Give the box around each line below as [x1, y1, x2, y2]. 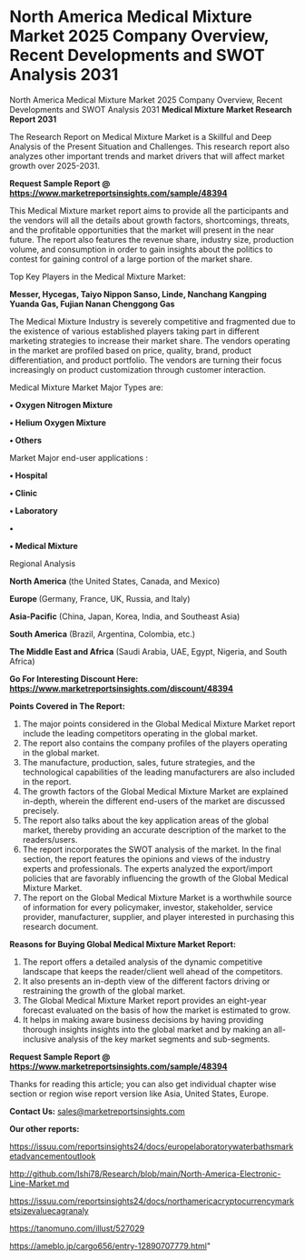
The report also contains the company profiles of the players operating [22, 737, 288, 748]
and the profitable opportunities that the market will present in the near [9, 225, 274, 235]
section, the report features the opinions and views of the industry [22, 853, 271, 865]
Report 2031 [9, 114, 57, 125]
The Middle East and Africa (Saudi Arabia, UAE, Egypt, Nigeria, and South [9, 645, 288, 656]
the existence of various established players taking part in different [9, 325, 261, 336]
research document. [22, 921, 99, 932]
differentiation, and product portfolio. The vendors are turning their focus [9, 355, 282, 365]
